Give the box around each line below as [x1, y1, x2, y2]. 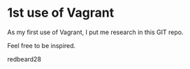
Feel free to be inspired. [7, 41, 76, 49]
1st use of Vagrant [7, 5, 115, 21]
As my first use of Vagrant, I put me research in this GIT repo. [7, 28, 184, 36]
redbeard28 [7, 54, 42, 63]
